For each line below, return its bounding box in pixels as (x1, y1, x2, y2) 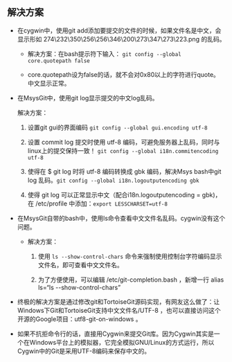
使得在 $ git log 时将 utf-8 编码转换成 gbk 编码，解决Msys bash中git (27, 167, 222, 175)
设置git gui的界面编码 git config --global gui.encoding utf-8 (27, 123, 208, 132)
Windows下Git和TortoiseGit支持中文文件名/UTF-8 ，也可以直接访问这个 (17, 306, 222, 314)
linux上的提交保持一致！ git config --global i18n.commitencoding (27, 146, 219, 154)
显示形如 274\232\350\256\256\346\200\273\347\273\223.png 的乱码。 (17, 35, 226, 43)
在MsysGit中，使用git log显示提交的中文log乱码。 (17, 93, 159, 102)
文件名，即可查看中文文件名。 (37, 260, 123, 269)
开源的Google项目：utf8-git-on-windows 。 (17, 314, 142, 323)
